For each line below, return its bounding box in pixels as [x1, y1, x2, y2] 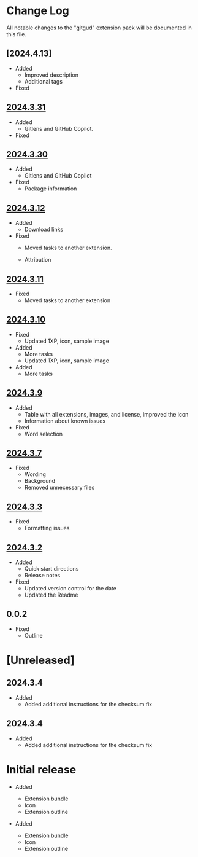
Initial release [6, 762, 77, 777]
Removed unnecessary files [24, 483, 95, 491]
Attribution [24, 256, 51, 264]
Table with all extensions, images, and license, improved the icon [24, 410, 189, 418]
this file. [6, 30, 26, 37]
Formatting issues [24, 525, 70, 532]
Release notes [24, 572, 61, 579]
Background [24, 477, 56, 485]
